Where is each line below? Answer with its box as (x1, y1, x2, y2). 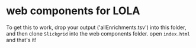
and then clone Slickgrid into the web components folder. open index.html (6, 30, 191, 37)
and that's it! (6, 36, 37, 43)
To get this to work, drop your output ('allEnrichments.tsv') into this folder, (6, 24, 187, 31)
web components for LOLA (6, 4, 140, 18)
